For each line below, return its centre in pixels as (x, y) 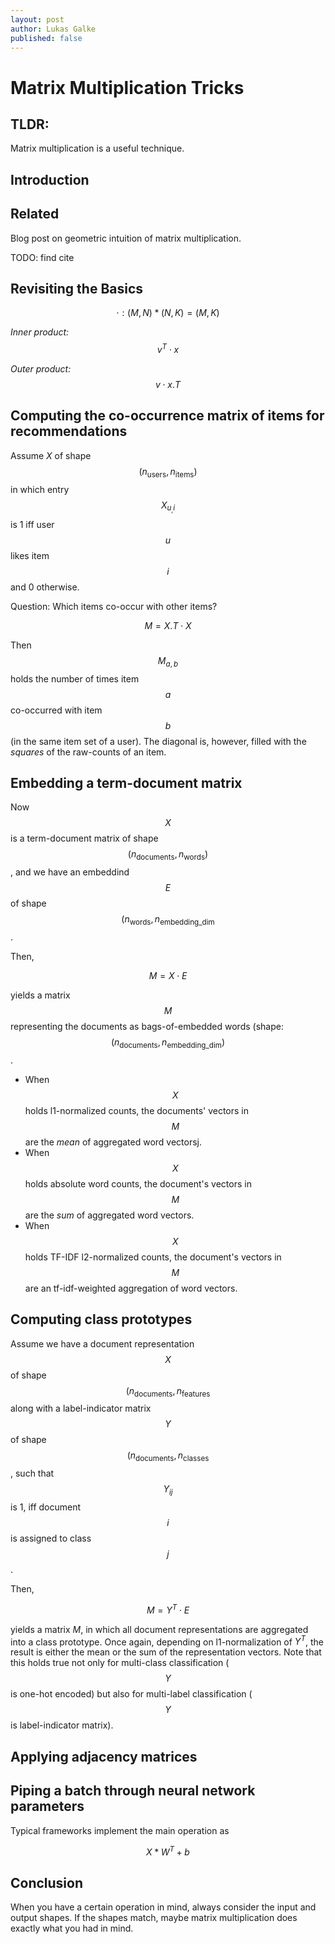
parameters (47, 1806)
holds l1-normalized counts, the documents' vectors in (137, 1110)
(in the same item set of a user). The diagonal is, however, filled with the (158, 741)
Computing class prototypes (101, 1319)
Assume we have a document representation (102, 1343)
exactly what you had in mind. (72, 1928)
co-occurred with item (56, 710)
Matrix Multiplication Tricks (127, 87)
